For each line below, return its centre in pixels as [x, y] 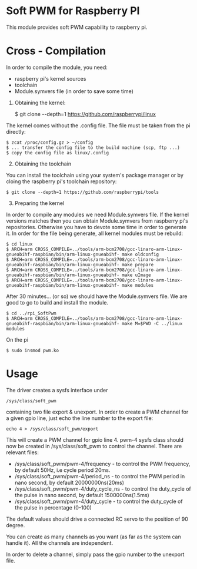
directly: [16, 131]
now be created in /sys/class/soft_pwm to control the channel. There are [94, 446]
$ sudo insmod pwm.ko [33, 350]
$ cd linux [19, 244]
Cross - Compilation [56, 51]
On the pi [17, 339]
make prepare [138, 264]
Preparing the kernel [39, 203]
